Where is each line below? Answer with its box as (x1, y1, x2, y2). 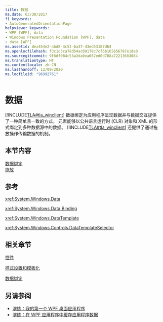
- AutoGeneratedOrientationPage (5, 21, 72, 26)
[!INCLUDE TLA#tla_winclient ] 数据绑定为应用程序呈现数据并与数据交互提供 (5, 112, 157, 118)
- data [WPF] (5, 40, 32, 45)
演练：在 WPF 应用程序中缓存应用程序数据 (12, 312, 98, 318)
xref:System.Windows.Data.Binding (5, 206, 78, 212)
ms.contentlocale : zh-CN (5, 62, 56, 67)
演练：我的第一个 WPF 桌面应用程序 (12, 306, 85, 312)
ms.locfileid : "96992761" (5, 72, 58, 77)
